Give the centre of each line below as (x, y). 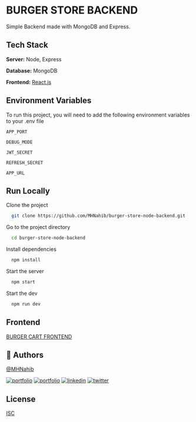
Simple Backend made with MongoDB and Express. (68, 26)
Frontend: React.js (29, 82)
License (21, 399)
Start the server (25, 271)
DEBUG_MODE (19, 142)
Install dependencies (31, 249)
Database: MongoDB (32, 71)
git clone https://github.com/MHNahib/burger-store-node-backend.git (98, 216)
